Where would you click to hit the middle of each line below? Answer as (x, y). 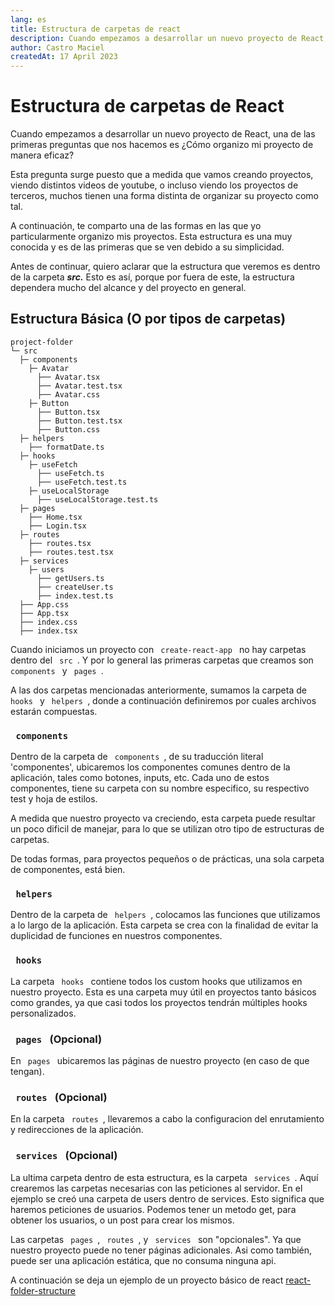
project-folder (42, 342)
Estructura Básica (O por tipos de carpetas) (148, 319)
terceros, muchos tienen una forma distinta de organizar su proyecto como (164, 196)
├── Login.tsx (57, 526)
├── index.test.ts (75, 596)
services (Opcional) (66, 1156)
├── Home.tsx (55, 517)
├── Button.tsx (68, 412)
